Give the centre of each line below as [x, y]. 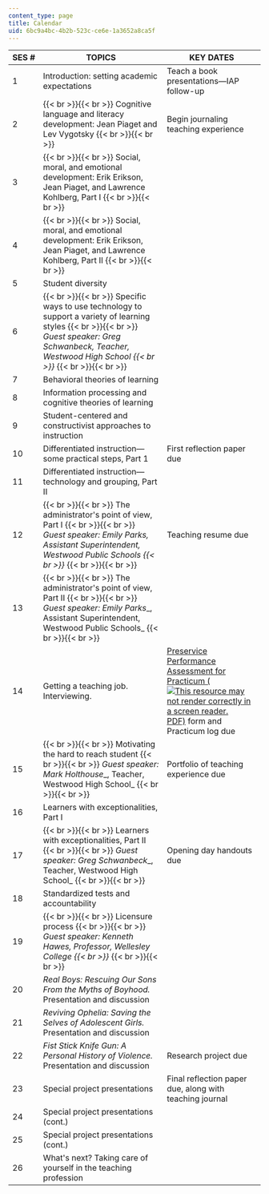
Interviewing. [67, 696]
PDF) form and [195, 721]
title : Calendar [35, 23]
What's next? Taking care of [96, 1158]
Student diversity [75, 284]
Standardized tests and [86, 893]
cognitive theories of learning [98, 403]
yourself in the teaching [87, 1168]
